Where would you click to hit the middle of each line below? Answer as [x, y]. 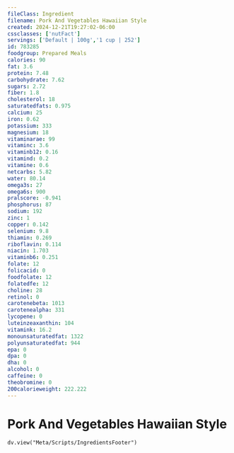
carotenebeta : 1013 [36, 304]
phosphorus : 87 [30, 205]
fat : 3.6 [20, 67]
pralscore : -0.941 [34, 198]
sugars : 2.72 [27, 86]
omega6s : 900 [27, 192]
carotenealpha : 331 [36, 310]
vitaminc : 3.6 [28, 146]
